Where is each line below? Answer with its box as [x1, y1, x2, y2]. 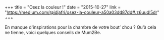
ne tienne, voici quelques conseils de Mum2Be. [4, 30, 101, 35]
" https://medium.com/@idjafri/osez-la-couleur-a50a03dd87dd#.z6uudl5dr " [4, 9, 160, 15]
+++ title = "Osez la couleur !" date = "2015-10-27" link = [4, 4, 121, 10]
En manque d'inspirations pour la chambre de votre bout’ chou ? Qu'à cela [4, 24, 157, 30]
